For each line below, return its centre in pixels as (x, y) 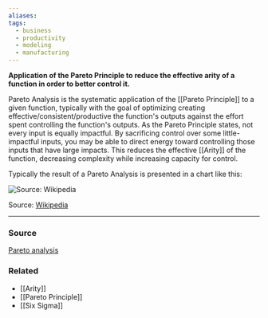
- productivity (41, 38)
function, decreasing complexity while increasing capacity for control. (123, 159)
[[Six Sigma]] (41, 305)
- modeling (33, 45)
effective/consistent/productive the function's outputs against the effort (126, 116)
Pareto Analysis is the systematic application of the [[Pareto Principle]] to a (131, 99)
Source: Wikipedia (38, 205)
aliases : (23, 16)
